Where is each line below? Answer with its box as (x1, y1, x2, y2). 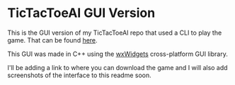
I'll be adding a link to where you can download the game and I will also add (7, 63, 228, 72)
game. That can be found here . (7, 35, 98, 44)
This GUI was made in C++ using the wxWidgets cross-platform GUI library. (7, 50, 228, 58)
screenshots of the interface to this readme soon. (7, 71, 151, 79)
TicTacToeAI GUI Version (7, 5, 156, 21)
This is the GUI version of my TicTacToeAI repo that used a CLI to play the (7, 28, 222, 37)
